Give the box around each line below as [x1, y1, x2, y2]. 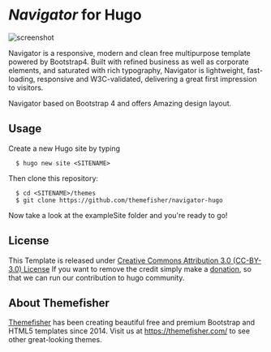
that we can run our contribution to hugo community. [8, 273, 185, 282]
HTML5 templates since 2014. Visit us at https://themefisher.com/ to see [8, 326, 250, 336]
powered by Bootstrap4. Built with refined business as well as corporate [8, 57, 249, 67]
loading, [8, 74, 36, 84]
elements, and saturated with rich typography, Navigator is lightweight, [8, 65, 246, 75]
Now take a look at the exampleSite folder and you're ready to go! [8, 210, 228, 220]
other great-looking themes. [8, 335, 103, 345]
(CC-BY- [232, 255, 262, 265]
